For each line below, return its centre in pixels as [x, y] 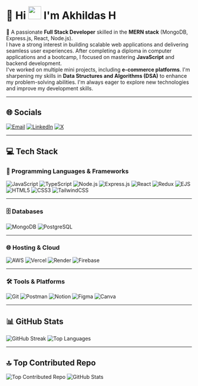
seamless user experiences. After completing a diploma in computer [89, 51]
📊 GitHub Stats [35, 321]
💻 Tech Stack [32, 151]
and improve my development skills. [50, 88]
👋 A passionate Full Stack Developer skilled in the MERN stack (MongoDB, [97, 32]
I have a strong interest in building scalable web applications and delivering [97, 44]
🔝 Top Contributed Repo [51, 363]
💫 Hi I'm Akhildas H [61, 16]
